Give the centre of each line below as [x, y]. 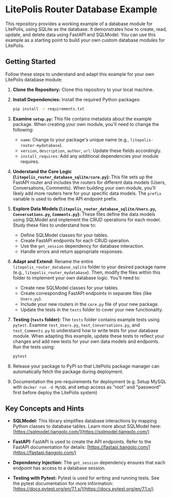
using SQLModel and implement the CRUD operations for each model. [87, 219]
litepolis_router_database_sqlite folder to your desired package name [89, 267]
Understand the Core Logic [42, 171]
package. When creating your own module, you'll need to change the [86, 124]
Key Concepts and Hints [45, 408]
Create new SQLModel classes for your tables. [70, 288]
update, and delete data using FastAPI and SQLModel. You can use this [81, 34]
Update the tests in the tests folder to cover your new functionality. [92, 309]
